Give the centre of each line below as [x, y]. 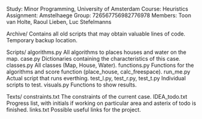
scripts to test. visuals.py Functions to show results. [72, 85]
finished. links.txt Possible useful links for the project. [74, 109]
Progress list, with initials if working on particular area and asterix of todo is [101, 103]
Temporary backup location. [42, 40]
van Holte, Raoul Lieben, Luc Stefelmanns [59, 22]
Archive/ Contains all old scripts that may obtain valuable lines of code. [96, 34]
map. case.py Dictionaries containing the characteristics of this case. [93, 59]
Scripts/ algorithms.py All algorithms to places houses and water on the [96, 52]
